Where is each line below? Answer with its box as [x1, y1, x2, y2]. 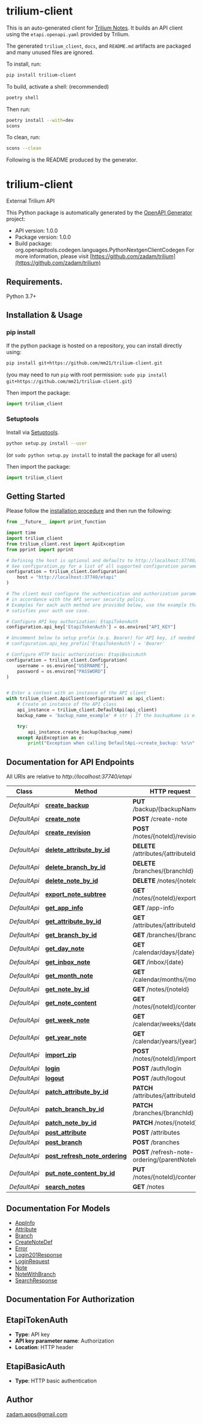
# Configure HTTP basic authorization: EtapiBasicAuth [6, 651, 147, 658]
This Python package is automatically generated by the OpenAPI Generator [6, 209, 192, 217]
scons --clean [6, 145, 42, 151]
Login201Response [14, 1251, 63, 1258]
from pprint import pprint [6, 546, 74, 552]
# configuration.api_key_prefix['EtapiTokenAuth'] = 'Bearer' [6, 641, 165, 647]
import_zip [44, 1051, 77, 1059]
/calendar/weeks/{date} [132, 1020, 200, 1028]
